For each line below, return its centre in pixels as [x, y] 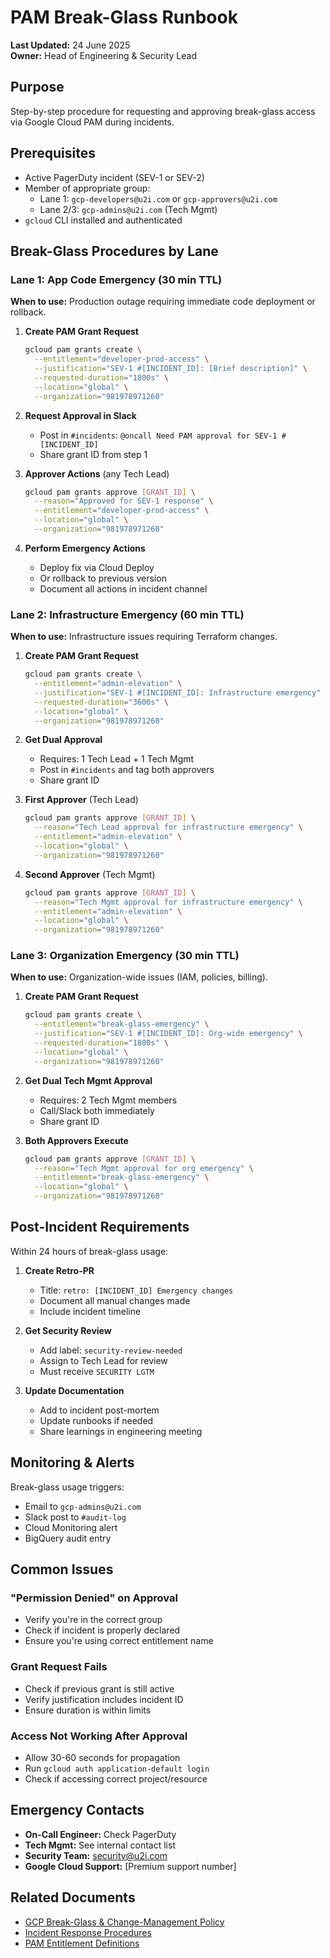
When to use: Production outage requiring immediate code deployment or [163, 302]
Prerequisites [53, 153]
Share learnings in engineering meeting [121, 1431]
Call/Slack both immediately [97, 1110]
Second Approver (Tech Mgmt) [90, 874]
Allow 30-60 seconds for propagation [102, 1757]
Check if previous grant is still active [99, 1688]
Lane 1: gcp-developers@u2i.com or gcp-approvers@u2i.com [158, 198]
